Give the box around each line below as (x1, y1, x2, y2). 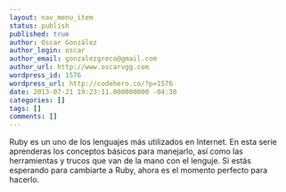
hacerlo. (9, 174, 40, 185)
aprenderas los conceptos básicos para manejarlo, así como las (9, 146, 243, 156)
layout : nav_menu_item (9, 12, 94, 22)
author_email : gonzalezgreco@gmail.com (9, 54, 158, 63)
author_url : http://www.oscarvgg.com (9, 63, 150, 72)
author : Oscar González (9, 37, 98, 47)
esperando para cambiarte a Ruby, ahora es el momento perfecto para (9, 165, 268, 176)
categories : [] (9, 95, 66, 105)
